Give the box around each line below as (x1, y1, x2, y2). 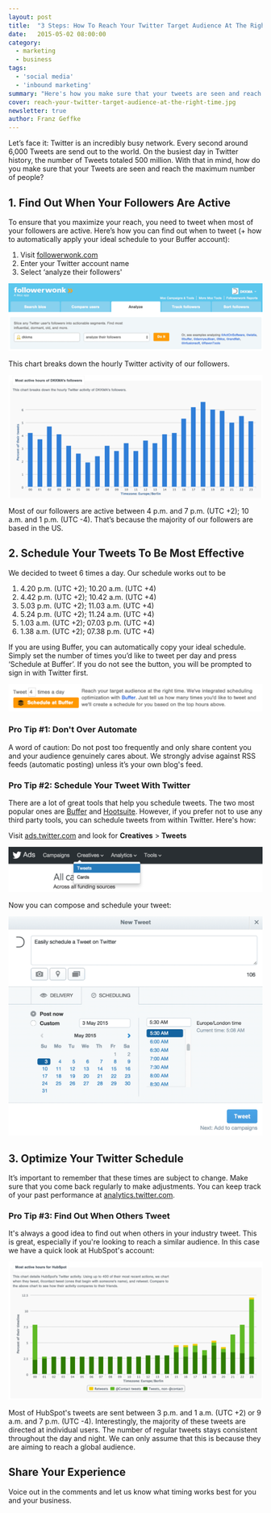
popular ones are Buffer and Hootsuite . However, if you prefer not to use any (8, 807, 263, 816)
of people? (8, 173, 44, 182)
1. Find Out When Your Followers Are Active (8, 196, 231, 210)
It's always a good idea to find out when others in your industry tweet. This (8, 1228, 257, 1238)
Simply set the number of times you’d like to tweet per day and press (8, 650, 237, 661)
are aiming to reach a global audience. (8, 1442, 135, 1452)
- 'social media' (15, 73, 74, 81)
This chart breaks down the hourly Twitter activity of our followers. (8, 359, 230, 369)
